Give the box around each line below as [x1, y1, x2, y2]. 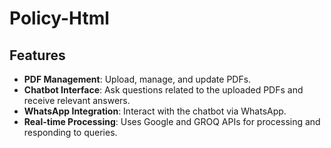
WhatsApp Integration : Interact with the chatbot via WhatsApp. [23, 105, 287, 117]
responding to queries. [23, 127, 118, 138]
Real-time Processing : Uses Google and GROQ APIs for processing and [23, 116, 321, 127]
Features [9, 47, 66, 64]
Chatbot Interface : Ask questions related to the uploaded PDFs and [23, 84, 304, 96]
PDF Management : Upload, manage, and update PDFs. [23, 73, 252, 85]
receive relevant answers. [23, 95, 131, 106]
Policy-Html [9, 7, 110, 30]
